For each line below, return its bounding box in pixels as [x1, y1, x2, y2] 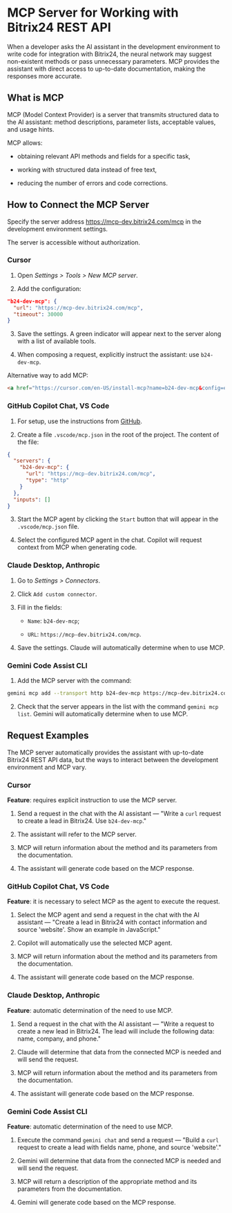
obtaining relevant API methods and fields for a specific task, [17, 152, 191, 160]
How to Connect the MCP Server [7, 199, 150, 211]
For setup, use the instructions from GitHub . [17, 417, 143, 425]
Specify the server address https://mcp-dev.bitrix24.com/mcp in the [7, 217, 202, 226]
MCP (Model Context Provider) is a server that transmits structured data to [7, 110, 220, 118]
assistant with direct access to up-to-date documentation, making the [7, 64, 206, 73]
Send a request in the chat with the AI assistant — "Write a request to [17, 1020, 215, 1028]
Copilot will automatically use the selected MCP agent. [17, 939, 173, 947]
